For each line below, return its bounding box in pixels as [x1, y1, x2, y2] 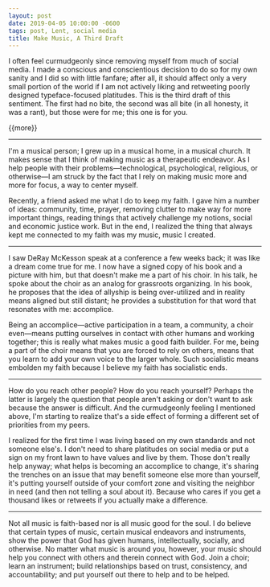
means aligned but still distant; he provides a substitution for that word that [8, 296, 256, 306]
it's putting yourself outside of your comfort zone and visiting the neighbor [8, 478, 256, 488]
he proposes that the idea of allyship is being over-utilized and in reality [8, 287, 245, 298]
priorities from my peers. [8, 420, 91, 430]
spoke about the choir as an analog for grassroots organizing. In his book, [8, 279, 253, 289]
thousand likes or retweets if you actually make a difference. [8, 495, 208, 505]
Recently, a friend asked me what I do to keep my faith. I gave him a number [8, 196, 260, 206]
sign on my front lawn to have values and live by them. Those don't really [8, 453, 251, 462]
